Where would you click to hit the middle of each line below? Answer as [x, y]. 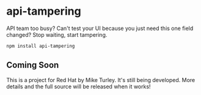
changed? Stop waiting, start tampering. [57, 34]
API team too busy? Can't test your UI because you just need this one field [100, 28]
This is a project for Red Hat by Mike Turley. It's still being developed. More [101, 80]
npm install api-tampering [41, 46]
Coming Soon [33, 65]
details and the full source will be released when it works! [79, 86]
